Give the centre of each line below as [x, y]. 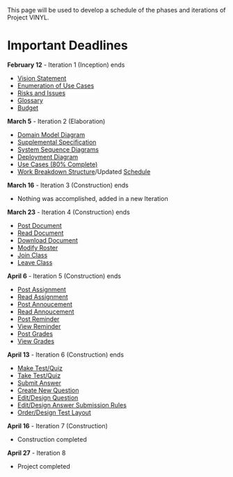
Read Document [40, 233]
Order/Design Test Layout [54, 412]
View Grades [35, 341]
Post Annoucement [45, 304]
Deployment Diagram [48, 156]
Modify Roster [38, 248]
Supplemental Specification [57, 142]
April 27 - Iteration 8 [37, 453]
